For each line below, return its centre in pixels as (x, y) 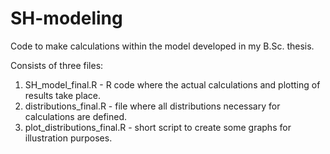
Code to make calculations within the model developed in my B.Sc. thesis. (162, 46)
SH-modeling (66, 18)
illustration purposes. (68, 138)
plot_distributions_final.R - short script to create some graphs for (158, 127)
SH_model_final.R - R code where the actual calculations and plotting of (172, 84)
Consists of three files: (57, 65)
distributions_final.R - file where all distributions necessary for (152, 106)
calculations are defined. (76, 116)
